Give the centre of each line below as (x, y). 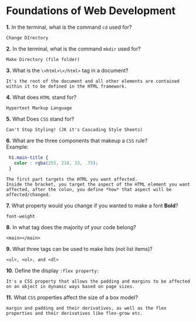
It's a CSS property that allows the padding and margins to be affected (98, 281)
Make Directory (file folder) (43, 59)
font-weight (21, 216)
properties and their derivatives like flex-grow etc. (75, 313)
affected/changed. (28, 194)
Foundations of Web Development (91, 11)
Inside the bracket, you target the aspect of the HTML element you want (98, 184)
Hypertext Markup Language (39, 108)
